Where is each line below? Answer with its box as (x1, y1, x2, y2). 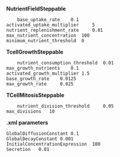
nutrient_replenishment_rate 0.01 (6, 27, 103, 33)
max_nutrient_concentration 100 (6, 32, 90, 38)
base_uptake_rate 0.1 (17, 17, 79, 23)
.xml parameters (6, 119, 49, 126)
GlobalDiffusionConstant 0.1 (6, 131, 79, 137)
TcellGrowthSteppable (6, 48, 64, 55)
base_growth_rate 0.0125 (6, 76, 77, 82)
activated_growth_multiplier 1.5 (6, 70, 90, 76)
